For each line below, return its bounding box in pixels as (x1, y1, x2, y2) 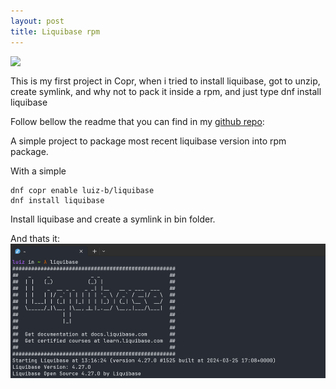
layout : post (10, 16, 65, 26)
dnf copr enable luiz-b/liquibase (10, 185, 155, 195)
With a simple (10, 165, 67, 177)
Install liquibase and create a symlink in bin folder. (10, 213, 216, 225)
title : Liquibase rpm (10, 26, 101, 37)
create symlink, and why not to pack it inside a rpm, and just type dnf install (10, 85, 322, 97)
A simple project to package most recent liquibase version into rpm (10, 135, 287, 147)
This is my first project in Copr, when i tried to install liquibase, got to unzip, (10, 75, 321, 87)
